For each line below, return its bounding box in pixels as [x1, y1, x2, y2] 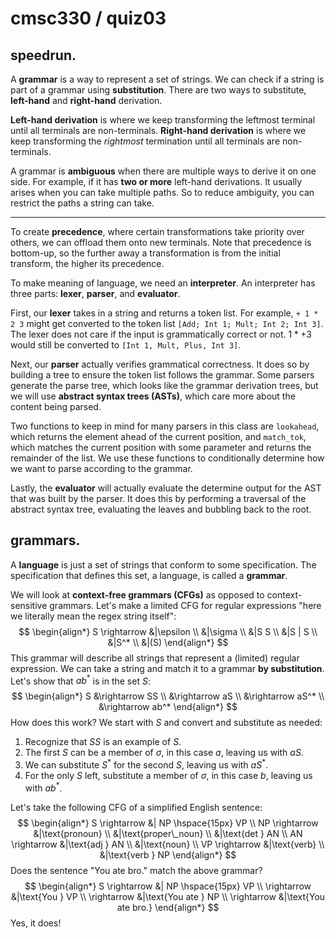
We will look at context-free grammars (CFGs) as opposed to [10, 588, 265, 601]
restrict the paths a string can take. [10, 197, 155, 209]
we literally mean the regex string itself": [10, 610, 177, 622]
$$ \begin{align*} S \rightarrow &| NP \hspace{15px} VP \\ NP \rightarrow [17, 817, 319, 829]
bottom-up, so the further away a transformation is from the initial [10, 247, 281, 259]
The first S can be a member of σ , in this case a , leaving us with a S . [24, 747, 304, 759]
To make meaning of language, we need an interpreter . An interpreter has [10, 277, 316, 289]
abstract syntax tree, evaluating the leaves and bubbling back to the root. [10, 503, 312, 515]
